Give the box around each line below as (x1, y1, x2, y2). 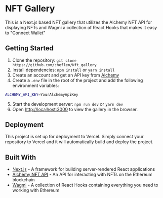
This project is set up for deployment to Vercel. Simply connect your (5, 134, 144, 140)
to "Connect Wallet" (5, 30, 46, 36)
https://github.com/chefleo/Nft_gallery (12, 62, 97, 67)
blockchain (12, 177, 35, 183)
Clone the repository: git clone (12, 57, 77, 63)
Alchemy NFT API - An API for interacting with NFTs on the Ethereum (12, 171, 153, 178)
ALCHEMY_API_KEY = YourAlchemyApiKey (5, 92, 79, 97)
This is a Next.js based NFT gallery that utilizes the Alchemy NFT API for (5, 19, 152, 25)
